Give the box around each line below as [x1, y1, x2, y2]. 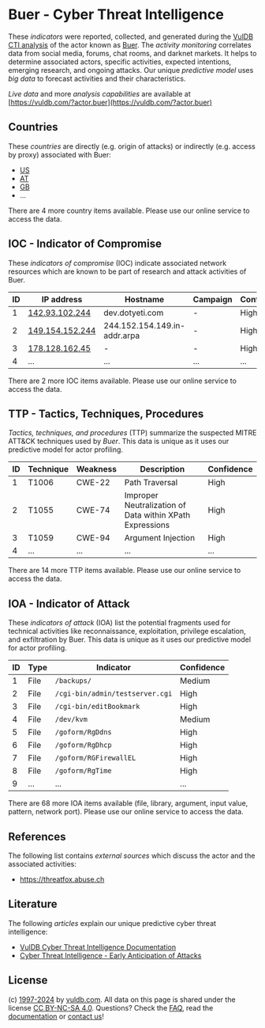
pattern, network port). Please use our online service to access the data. [8, 807, 244, 817]
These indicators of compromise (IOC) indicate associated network [8, 258, 227, 267]
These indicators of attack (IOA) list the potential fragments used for [8, 618, 231, 628]
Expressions [124, 520, 170, 531]
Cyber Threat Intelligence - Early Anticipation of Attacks [19, 950, 202, 960]
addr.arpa [103, 330, 140, 341]
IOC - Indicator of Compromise [8, 237, 162, 251]
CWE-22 [76, 477, 110, 488]
